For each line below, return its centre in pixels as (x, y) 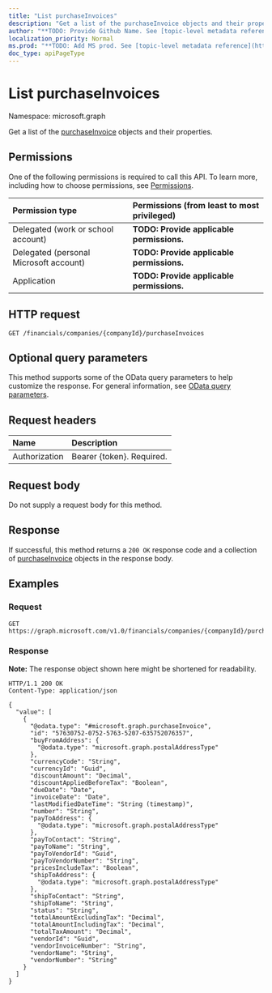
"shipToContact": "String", (77, 896)
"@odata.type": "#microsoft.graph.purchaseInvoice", (121, 726)
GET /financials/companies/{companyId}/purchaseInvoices (106, 333)
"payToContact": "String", (75, 839)
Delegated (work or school (63, 229)
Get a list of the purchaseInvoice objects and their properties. (110, 131)
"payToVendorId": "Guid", (73, 854)
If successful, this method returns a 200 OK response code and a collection (133, 550)
